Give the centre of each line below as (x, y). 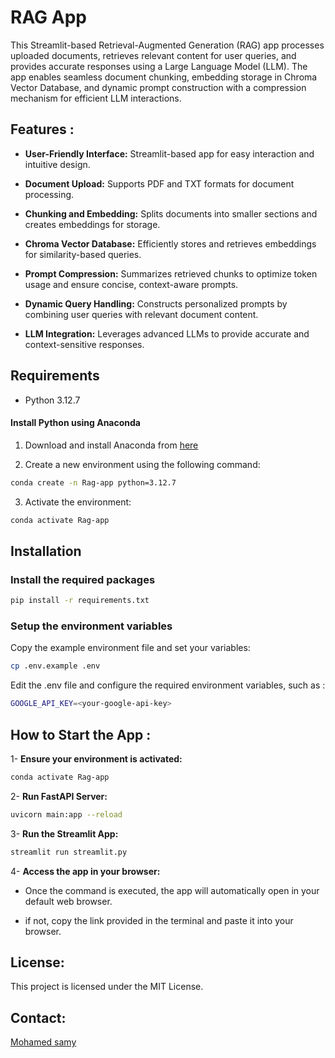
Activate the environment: (78, 502)
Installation (46, 551)
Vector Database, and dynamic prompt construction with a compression (158, 87)
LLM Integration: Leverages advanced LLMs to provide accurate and (167, 333)
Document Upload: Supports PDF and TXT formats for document (159, 183)
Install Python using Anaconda (75, 423)
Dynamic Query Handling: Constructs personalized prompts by (156, 303)
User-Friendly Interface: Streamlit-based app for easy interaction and (169, 153)
